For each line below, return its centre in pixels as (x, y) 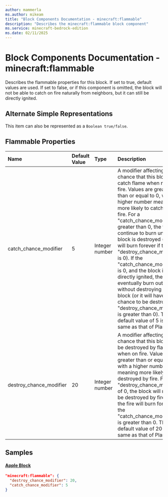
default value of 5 (138, 320)
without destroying (139, 289)
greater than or (135, 359)
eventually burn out (140, 283)
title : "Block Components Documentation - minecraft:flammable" (73, 19)
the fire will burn (136, 403)
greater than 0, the (139, 226)
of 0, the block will (139, 391)
